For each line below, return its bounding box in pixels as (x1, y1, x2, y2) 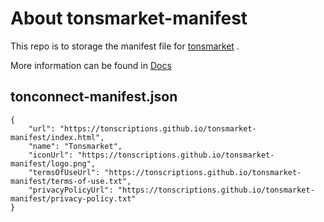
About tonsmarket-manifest (10, 7, 248, 30)
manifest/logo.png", (10, 158, 97, 169)
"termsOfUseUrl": (28, 167, 101, 177)
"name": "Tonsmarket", (28, 141, 123, 151)
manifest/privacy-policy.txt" (10, 193, 137, 204)
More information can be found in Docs (10, 59, 172, 71)
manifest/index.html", (10, 132, 105, 142)
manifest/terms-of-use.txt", (10, 176, 132, 186)
